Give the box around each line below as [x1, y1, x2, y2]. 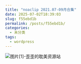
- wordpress [9, 39, 35, 44]
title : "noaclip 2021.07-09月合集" [5, 7, 77, 12]
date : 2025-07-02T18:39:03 [5, 12, 61, 17]
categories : [5, 26, 30, 31]
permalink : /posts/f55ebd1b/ [5, 21, 66, 26]
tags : [5, 35, 16, 40]
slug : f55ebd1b [5, 16, 37, 21]
